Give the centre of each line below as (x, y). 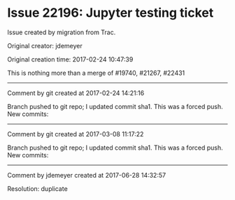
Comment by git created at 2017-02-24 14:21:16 (76, 93)
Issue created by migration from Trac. (62, 32)
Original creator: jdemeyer (45, 45)
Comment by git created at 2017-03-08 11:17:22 (76, 134)
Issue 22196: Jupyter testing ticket (111, 13)
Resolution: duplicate (37, 188)
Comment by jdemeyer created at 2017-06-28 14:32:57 (87, 175)
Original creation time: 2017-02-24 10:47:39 (70, 59)
